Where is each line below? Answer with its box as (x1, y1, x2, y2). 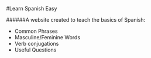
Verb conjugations (14, 40, 59, 47)
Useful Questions (14, 46, 57, 53)
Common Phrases (14, 28, 58, 35)
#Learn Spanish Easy (6, 5, 57, 12)
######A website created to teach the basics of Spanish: (6, 16, 146, 23)
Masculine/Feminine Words (14, 34, 81, 40)
